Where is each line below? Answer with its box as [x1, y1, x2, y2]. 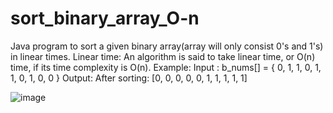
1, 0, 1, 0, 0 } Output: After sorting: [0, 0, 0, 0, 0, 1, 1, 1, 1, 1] [10, 72, 248, 84]
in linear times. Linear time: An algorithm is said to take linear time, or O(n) [10, 50, 316, 62]
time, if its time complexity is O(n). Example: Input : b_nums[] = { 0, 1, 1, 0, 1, [10, 61, 322, 73]
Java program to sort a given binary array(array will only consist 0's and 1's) [10, 40, 324, 52]
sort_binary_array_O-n [10, 7, 200, 30]
